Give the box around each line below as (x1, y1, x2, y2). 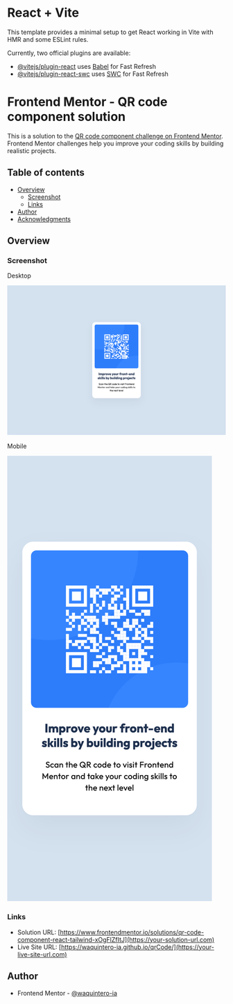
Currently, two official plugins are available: (7, 49, 131, 57)
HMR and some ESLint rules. (7, 35, 89, 43)
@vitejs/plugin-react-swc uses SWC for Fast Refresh (17, 70, 169, 78)
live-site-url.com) (17, 950, 67, 958)
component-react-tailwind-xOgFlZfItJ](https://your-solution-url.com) (17, 935, 215, 943)
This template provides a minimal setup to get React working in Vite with (7, 28, 214, 36)
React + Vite (7, 5, 80, 21)
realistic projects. (7, 146, 57, 154)
